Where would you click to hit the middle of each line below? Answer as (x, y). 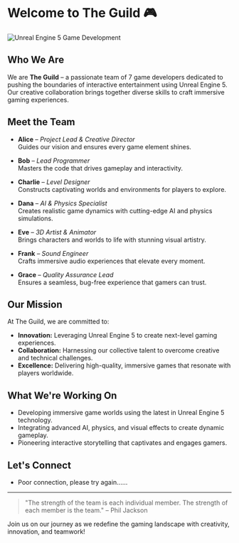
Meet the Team (41, 122)
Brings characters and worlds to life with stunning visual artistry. (112, 240)
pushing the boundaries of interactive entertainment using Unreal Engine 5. (117, 85)
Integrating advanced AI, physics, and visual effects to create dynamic (121, 428)
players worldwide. (46, 373)
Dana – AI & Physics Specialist (63, 203)
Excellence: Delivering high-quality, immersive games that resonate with (124, 365)
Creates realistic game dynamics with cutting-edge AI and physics (115, 210)
